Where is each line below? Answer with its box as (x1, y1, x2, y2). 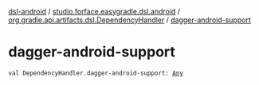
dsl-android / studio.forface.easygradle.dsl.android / (8, 7, 181, 16)
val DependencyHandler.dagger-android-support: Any (8, 69, 183, 77)
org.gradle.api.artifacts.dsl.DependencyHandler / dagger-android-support (8, 15, 251, 25)
